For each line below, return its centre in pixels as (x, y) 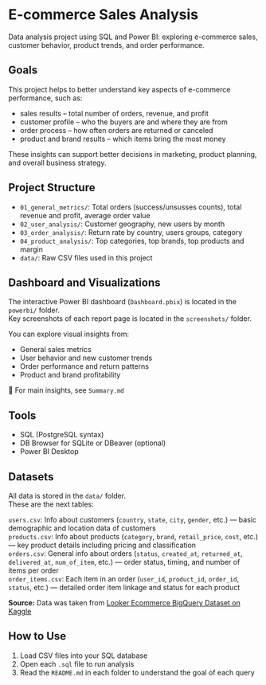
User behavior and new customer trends (86, 358)
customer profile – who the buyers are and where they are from (124, 122)
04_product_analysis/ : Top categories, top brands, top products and (132, 241)
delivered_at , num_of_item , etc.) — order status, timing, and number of (124, 562)
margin (31, 249)
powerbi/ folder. (34, 310)
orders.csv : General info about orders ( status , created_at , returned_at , (125, 554)
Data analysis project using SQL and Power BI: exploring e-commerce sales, (133, 37)
